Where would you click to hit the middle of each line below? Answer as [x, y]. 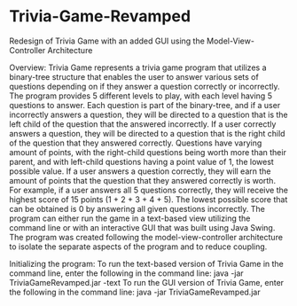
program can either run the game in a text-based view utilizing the [130, 218]
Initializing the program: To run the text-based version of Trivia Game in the [146, 263]
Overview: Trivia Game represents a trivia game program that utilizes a [138, 67]
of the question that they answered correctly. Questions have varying [136, 143]
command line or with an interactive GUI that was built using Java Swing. [142, 227]
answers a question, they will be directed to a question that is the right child [147, 133]
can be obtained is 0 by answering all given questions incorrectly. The [137, 208]
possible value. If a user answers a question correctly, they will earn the [140, 171]
